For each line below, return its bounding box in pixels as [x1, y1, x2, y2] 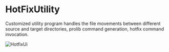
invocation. [5, 31, 29, 37]
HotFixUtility [5, 4, 60, 15]
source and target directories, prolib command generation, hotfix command [5, 25, 164, 32]
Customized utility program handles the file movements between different [5, 20, 161, 27]
